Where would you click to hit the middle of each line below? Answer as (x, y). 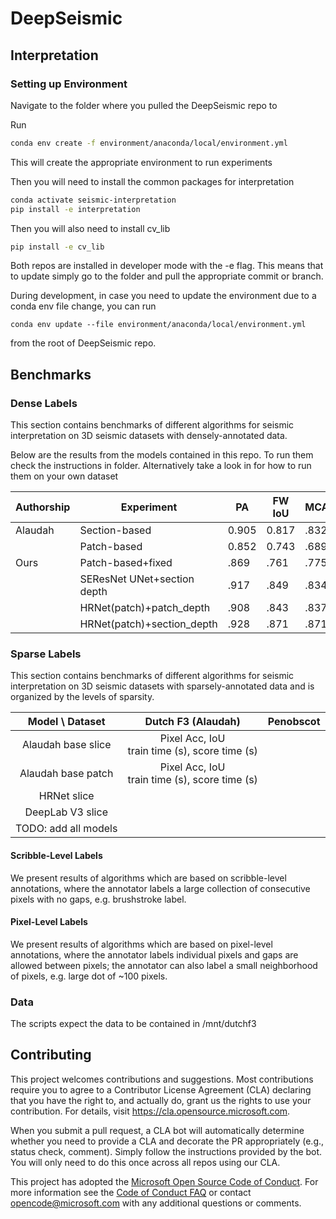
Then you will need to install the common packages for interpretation (152, 181)
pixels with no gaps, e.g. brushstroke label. (98, 899)
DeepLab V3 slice (66, 812)
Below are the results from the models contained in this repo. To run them (162, 455)
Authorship (43, 507)
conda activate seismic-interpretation (93, 200)
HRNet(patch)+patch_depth (145, 608)
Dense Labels (44, 403)
